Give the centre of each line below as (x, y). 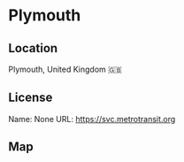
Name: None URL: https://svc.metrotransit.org (92, 119)
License (31, 98)
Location (33, 48)
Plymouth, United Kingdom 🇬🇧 (65, 69)
